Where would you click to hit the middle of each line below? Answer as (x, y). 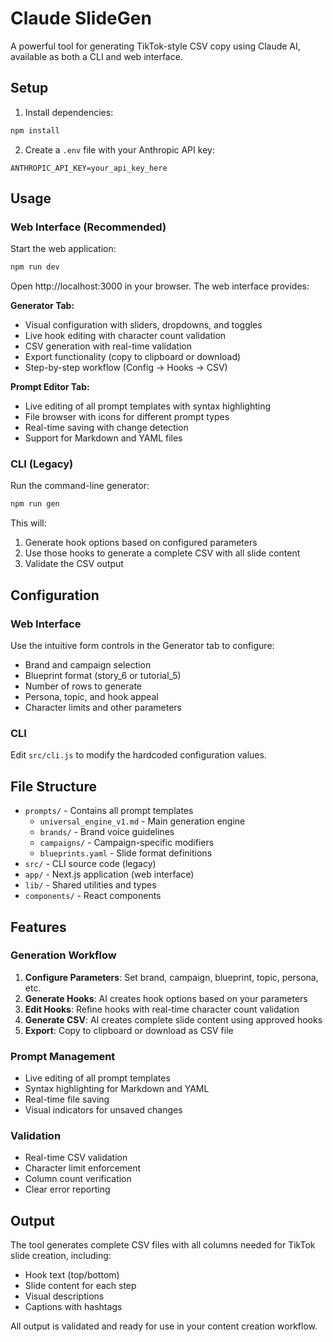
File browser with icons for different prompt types (127, 417)
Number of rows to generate (83, 686)
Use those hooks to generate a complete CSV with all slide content (162, 553)
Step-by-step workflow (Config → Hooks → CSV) (126, 368)
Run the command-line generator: (80, 486)
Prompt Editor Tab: (50, 387)
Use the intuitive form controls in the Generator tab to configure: (142, 646)
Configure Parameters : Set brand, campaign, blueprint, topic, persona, (171, 977)
